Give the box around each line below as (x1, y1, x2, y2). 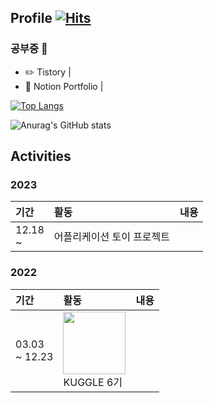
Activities (10, 148, 72, 165)
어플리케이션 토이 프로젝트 (53, 230, 171, 244)
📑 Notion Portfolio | (24, 80, 104, 92)
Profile (10, 10, 53, 27)
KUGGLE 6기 (63, 375, 123, 389)
